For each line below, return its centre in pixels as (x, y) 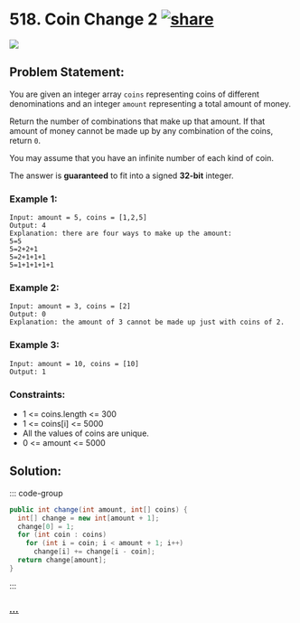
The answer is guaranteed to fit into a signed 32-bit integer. (122, 175)
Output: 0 (28, 315)
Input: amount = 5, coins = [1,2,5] (78, 218)
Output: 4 (28, 226)
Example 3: (35, 345)
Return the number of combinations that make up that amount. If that (137, 121)
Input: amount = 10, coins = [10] (75, 363)
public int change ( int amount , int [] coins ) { (98, 510)
